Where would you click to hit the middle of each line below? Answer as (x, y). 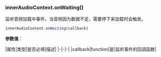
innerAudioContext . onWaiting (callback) (47, 28)
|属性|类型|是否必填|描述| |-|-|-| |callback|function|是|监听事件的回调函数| (81, 49)
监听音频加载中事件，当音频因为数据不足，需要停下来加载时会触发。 (75, 19)
